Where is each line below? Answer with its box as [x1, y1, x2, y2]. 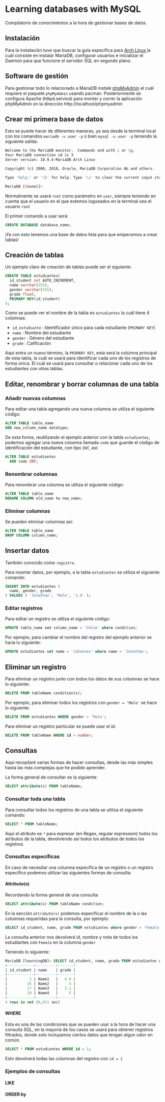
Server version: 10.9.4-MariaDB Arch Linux [5, 157, 96, 162]
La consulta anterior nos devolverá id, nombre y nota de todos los [5, 934, 138, 940]
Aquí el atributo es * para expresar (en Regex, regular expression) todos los [5, 830, 158, 836]
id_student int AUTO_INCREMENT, [9, 278, 76, 283]
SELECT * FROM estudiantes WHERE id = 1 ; [5, 1046, 91, 1051]
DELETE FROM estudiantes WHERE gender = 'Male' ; [5, 714, 107, 719]
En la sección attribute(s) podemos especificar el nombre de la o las [5, 910, 147, 916]
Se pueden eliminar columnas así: [5, 519, 74, 525]
